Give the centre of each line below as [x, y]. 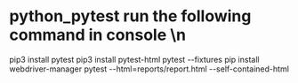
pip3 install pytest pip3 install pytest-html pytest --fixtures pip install [134, 59]
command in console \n [98, 35]
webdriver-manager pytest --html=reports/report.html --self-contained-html [149, 69]
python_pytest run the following [130, 16]
